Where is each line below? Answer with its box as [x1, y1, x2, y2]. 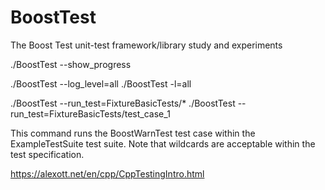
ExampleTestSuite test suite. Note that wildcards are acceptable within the [10, 137, 316, 150]
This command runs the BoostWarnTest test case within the [10, 127, 256, 139]
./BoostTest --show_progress [10, 58, 132, 70]
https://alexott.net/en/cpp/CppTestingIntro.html [10, 167, 205, 180]
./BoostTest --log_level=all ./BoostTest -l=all [10, 77, 192, 90]
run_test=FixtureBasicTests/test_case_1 [10, 107, 171, 120]
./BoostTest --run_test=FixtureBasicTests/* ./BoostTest [10, 97, 236, 109]
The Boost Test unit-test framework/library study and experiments [10, 39, 283, 51]
